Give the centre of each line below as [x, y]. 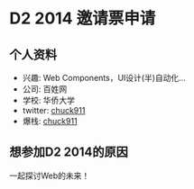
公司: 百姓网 [45, 89]
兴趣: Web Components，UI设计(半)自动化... [104, 78]
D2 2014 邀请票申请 [83, 18]
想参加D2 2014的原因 [69, 153]
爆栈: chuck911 [50, 121]
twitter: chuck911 [54, 110]
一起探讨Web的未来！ [50, 175]
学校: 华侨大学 [48, 100]
